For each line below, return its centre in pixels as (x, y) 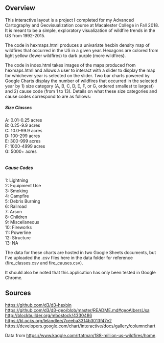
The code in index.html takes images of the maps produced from (70, 65)
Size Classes (19, 108)
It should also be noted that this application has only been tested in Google (80, 272)
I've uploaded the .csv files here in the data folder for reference (69, 257)
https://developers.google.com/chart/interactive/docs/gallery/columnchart (80, 326)
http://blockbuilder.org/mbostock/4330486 (48, 315)
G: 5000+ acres (21, 151)
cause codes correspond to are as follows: (48, 96)
